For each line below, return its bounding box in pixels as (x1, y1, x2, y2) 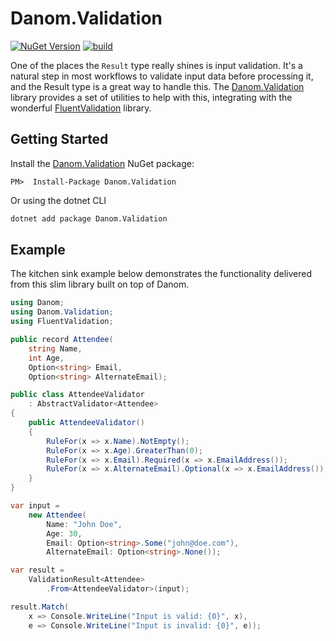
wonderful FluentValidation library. (10, 102, 152, 114)
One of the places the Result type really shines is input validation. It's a (10, 59, 303, 71)
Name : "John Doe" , (46, 519, 123, 529)
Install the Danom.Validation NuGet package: (10, 157, 195, 169)
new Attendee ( (28, 510, 87, 520)
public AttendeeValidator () (28, 418, 145, 428)
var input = (10, 501, 60, 511)
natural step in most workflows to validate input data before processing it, (10, 70, 314, 82)
